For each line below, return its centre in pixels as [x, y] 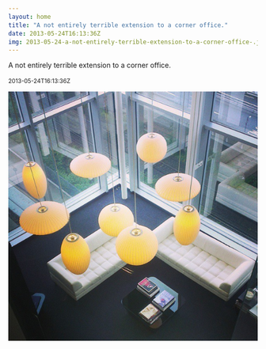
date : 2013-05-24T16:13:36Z [55, 33]
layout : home [30, 17]
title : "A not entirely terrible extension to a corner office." [118, 25]
